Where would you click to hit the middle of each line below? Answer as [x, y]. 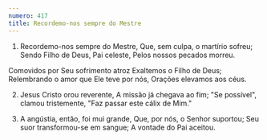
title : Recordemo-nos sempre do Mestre [75, 23]
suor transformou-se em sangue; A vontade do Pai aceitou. [118, 127]
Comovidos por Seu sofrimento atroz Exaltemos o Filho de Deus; [115, 70]
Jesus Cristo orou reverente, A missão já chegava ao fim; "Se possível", [138, 94]
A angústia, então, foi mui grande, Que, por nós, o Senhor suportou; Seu [139, 118]
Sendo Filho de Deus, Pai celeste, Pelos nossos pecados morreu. [127, 55]
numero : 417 [28, 16]
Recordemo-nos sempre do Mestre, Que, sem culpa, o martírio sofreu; [136, 46]
